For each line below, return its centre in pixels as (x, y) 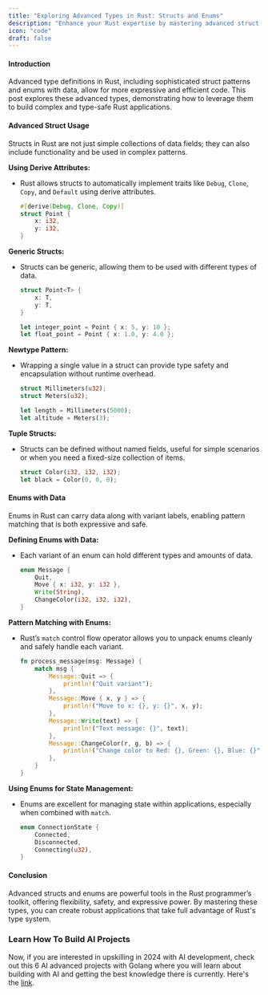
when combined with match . (65, 812)
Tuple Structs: (32, 433)
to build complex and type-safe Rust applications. (90, 107)
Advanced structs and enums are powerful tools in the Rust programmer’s (130, 893)
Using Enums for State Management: (71, 788)
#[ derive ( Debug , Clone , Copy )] (72, 206)
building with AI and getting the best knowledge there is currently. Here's (129, 974)
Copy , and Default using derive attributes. (88, 191)
